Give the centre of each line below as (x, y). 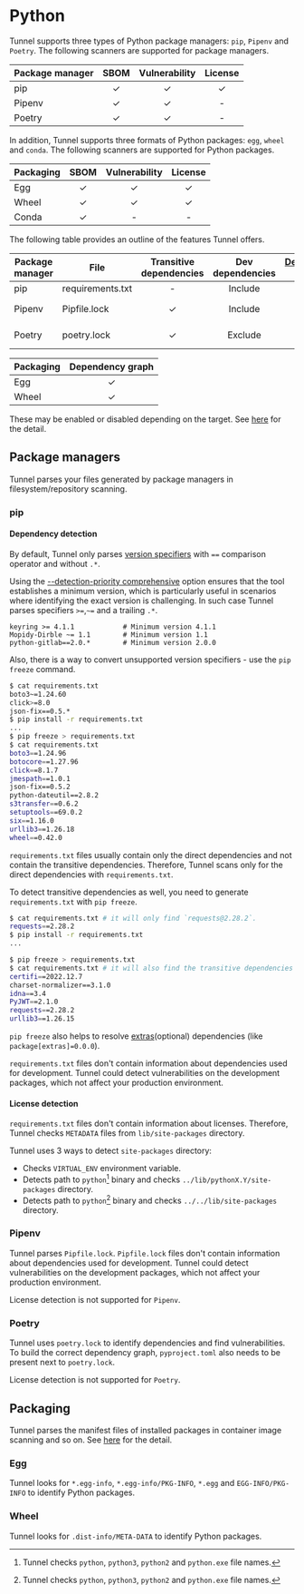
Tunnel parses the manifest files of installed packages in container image (146, 1430)
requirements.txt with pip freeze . (73, 901)
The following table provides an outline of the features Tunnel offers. (137, 239)
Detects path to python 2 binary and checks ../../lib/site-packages (150, 1199)
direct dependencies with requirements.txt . (91, 874)
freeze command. (43, 669)
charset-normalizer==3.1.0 (60, 985)
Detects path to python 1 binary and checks (101, 1178)
